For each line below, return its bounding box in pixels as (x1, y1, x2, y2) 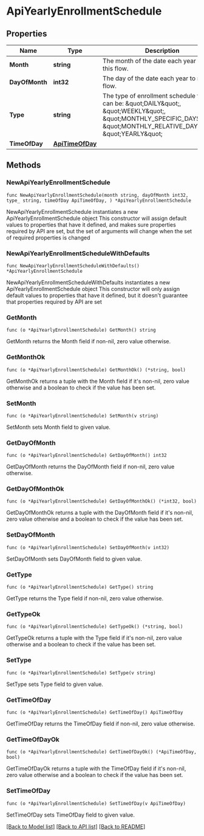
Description (144, 47, 180, 55)
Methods (6, 160, 41, 171)
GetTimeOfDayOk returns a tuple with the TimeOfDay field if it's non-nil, (6, 765, 186, 772)
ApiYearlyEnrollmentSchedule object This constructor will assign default (6, 214, 187, 222)
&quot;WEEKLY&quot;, (102, 107, 166, 115)
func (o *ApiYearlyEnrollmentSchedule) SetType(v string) (6, 670, 156, 676)
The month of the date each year (102, 57, 196, 65)
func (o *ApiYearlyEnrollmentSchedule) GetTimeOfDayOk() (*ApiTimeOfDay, (6, 749, 197, 755)
